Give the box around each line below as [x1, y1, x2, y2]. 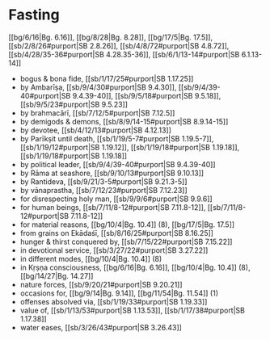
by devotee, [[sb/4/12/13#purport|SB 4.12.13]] [19, 125, 172, 135]
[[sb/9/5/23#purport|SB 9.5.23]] [19, 99, 128, 109]
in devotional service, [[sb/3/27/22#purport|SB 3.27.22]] [19, 245, 209, 255]
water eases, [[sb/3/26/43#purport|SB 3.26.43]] [19, 322, 182, 332]
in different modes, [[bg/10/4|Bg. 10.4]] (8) [19, 254, 162, 263]
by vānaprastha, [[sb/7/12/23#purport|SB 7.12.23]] [19, 185, 188, 195]
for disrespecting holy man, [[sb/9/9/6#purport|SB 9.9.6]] [19, 194, 213, 204]
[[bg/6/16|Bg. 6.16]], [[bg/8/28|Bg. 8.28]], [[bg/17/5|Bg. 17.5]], [8, 32, 213, 42]
